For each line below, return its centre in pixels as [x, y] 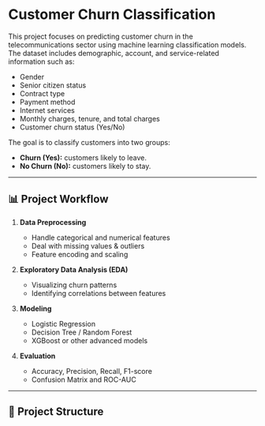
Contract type [42, 93]
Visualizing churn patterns [74, 285]
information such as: [41, 62]
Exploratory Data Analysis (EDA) [74, 269]
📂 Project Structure [56, 412]
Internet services [47, 110]
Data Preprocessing [53, 222]
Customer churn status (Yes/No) [72, 127]
